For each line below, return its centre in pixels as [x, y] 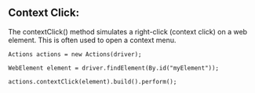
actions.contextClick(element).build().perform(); [93, 81]
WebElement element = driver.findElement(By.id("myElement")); [114, 68]
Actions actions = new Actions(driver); [75, 54]
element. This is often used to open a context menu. [92, 40]
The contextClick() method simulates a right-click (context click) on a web [128, 31]
